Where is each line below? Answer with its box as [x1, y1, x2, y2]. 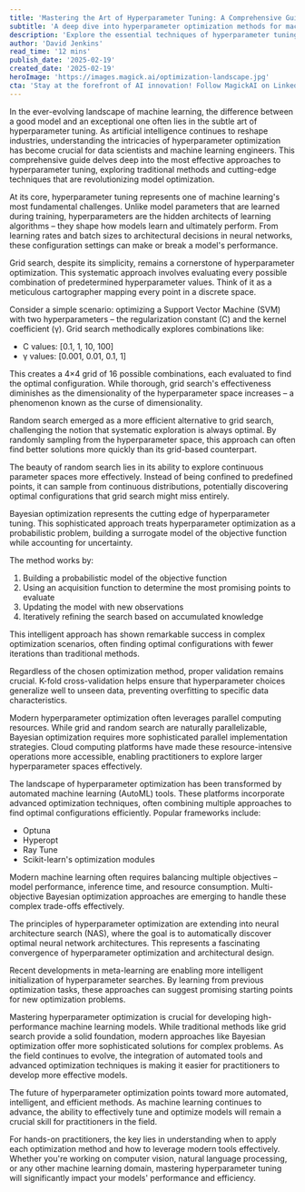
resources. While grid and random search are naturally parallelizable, [9, 722, 268, 732]
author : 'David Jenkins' [9, 38, 103, 48]
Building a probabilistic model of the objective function [22, 572, 227, 583]
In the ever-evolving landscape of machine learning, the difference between [9, 106, 293, 116]
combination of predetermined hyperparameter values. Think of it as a [9, 277, 272, 288]
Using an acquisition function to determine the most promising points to [22, 581, 291, 592]
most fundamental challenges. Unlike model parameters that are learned [9, 201, 280, 212]
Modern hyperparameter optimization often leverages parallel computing [9, 712, 281, 723]
